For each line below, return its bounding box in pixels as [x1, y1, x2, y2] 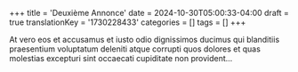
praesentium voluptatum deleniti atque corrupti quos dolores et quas [9, 44, 261, 54]
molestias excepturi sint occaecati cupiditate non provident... [9, 53, 233, 63]
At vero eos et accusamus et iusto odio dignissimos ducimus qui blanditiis [9, 35, 280, 44]
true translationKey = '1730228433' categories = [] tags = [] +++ [9, 17, 246, 28]
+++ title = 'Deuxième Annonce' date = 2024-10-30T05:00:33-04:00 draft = [9, 8, 289, 18]
